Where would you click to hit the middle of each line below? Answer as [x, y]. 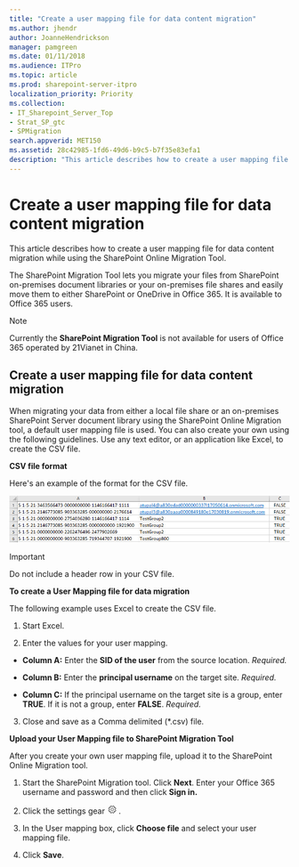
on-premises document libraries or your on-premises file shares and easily [146, 284]
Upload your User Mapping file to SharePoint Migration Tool [121, 739]
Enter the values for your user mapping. [95, 643]
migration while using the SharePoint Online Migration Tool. [118, 257]
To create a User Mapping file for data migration [100, 591]
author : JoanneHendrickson [59, 37]
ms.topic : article [43, 76]
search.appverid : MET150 [55, 141]
